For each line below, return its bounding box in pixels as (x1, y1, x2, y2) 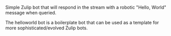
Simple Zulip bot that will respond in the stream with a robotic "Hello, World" (5, 5, 167, 10)
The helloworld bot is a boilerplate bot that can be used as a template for (5, 20, 159, 25)
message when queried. (5, 10, 56, 16)
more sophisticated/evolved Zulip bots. (5, 25, 88, 31)
